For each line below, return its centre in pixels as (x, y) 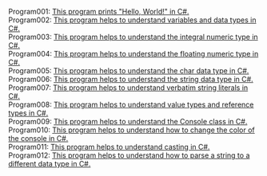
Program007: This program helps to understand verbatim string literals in (128, 88)
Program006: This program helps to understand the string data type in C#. (131, 79)
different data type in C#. (50, 164)
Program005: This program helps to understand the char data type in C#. (129, 70)
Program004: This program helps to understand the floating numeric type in (133, 54)
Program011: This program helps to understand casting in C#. (109, 147)
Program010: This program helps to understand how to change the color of (132, 130)
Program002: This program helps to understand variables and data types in (132, 20)
